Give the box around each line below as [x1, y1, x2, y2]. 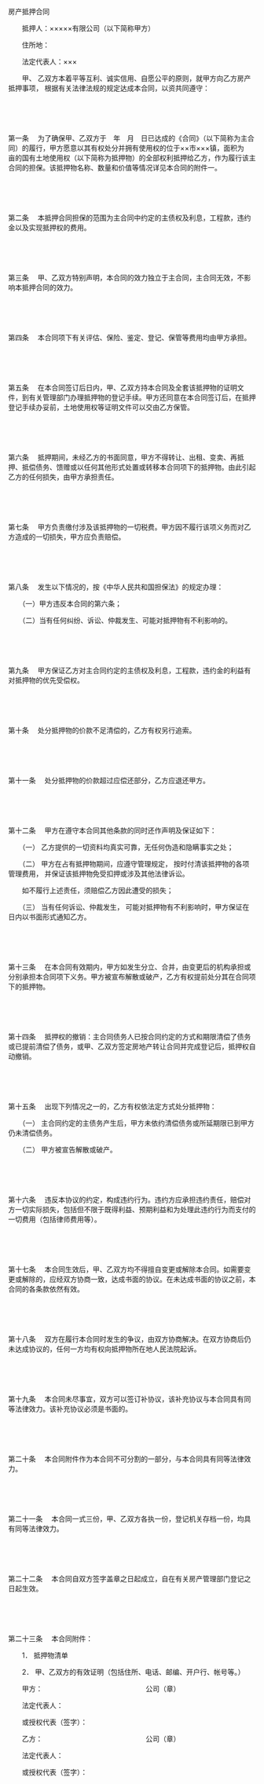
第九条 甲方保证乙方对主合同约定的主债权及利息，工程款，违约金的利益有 [8, 666, 251, 675]
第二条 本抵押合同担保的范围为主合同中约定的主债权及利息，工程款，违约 [8, 213, 251, 222]
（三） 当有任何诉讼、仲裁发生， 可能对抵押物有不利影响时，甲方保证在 [21, 903, 250, 911]
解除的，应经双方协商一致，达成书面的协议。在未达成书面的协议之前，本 [21, 1275, 256, 1284]
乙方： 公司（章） [21, 1735, 181, 1743]
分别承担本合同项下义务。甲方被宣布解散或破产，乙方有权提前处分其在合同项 [8, 973, 256, 981]
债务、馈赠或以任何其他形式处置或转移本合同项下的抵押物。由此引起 [35, 463, 256, 471]
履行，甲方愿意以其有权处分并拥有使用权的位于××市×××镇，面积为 [28, 144, 245, 152]
